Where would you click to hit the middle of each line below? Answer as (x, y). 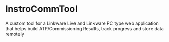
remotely (15, 34)
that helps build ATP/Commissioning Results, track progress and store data (85, 28)
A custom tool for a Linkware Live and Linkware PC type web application (82, 23)
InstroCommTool (42, 9)
